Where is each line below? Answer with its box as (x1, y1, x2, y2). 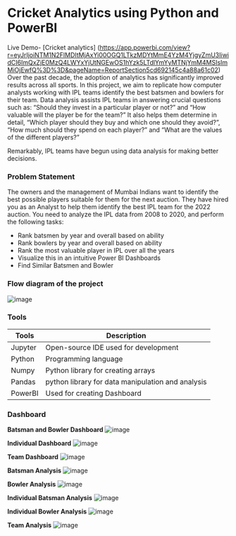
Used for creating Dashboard (45, 388, 142, 398)
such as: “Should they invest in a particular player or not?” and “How (7, 103, 206, 111)
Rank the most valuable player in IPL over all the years (17, 247, 175, 255)
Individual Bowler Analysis (7, 507, 87, 516)
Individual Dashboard (7, 439, 72, 448)
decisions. (7, 154, 37, 163)
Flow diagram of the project (7, 279, 104, 289)
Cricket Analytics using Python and (7, 5, 220, 21)
